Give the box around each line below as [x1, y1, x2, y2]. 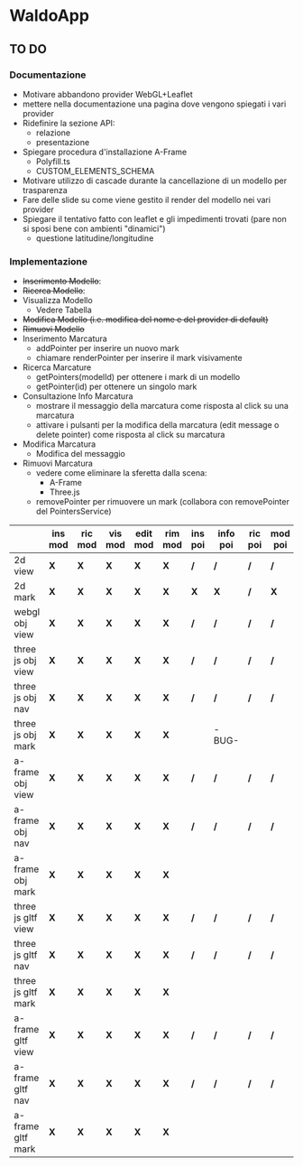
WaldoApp [9, 5, 90, 26]
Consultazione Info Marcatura [22, 391, 133, 402]
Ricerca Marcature [22, 362, 92, 373]
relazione [35, 127, 70, 138]
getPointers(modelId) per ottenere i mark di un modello [35, 372, 241, 383]
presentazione [35, 136, 90, 147]
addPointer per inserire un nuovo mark [35, 343, 179, 354]
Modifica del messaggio [35, 449, 126, 459]
